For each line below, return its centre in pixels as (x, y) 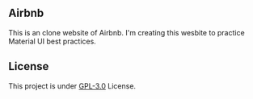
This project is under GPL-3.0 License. (72, 86)
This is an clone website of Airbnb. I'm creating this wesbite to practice (126, 32)
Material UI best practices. (53, 41)
